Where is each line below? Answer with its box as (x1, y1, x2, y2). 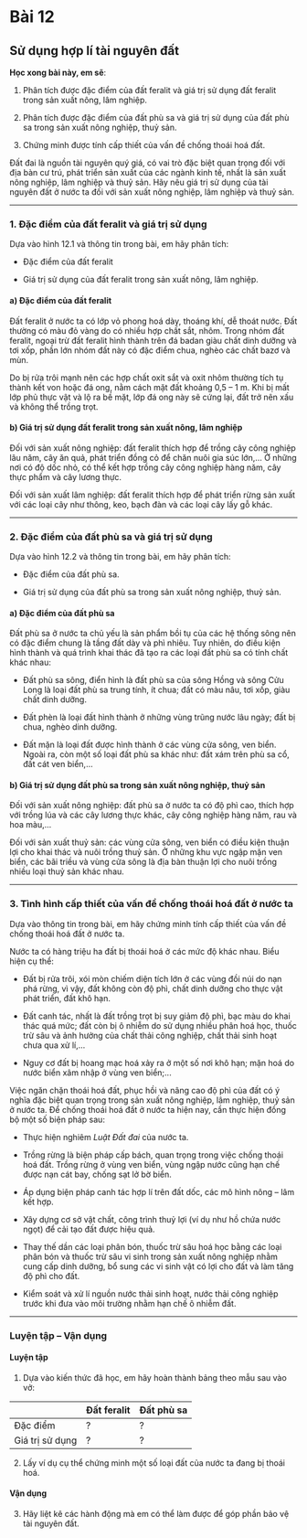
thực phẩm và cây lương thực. (9, 471, 122, 482)
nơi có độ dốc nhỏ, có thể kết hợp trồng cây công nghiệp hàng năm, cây (9, 462, 281, 473)
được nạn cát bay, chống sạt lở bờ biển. (22, 1169, 172, 1180)
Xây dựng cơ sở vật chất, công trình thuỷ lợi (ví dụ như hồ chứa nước (22, 1213, 281, 1224)
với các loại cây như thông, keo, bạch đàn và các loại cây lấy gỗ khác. (9, 498, 273, 509)
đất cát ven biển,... (22, 759, 93, 770)
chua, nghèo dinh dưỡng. (22, 721, 118, 732)
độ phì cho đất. (22, 1270, 80, 1281)
